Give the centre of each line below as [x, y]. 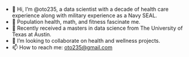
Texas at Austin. [32, 34]
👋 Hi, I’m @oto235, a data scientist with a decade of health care [90, 9]
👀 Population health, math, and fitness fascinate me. [76, 22]
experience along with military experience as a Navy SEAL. [84, 15]
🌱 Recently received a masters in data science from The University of [97, 28]
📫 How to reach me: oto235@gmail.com [62, 47]
